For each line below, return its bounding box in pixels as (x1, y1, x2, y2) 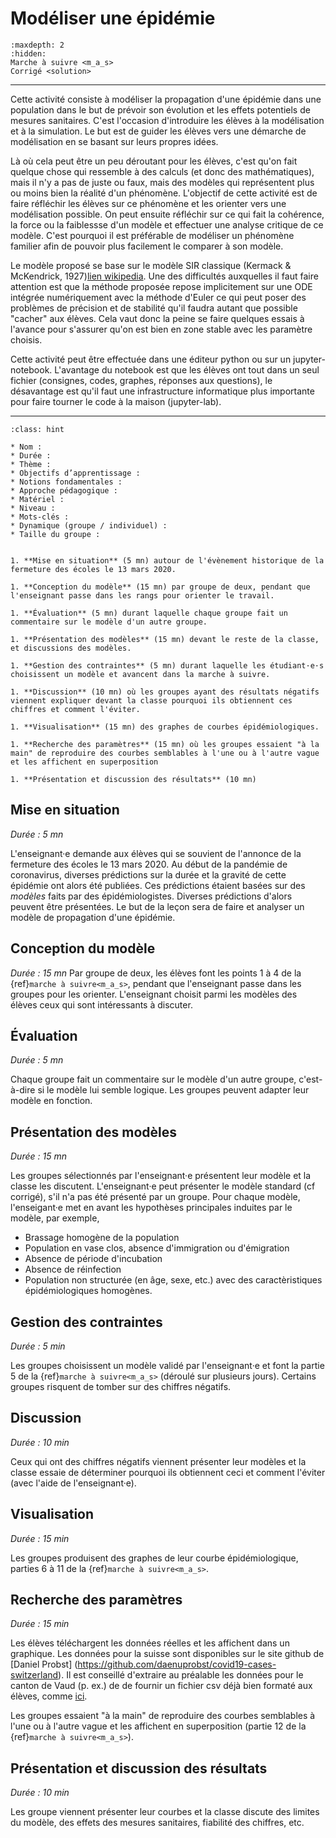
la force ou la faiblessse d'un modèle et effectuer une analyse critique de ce (10, 218, 324, 231)
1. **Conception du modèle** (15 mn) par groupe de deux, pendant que (10, 582, 311, 592)
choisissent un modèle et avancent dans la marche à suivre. (10, 669, 271, 679)
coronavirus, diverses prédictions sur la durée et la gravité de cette (10, 868, 287, 881)
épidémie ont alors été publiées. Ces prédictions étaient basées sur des (10, 879, 306, 891)
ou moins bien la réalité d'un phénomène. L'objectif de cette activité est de (10, 187, 318, 199)
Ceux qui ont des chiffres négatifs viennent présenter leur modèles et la (10, 1455, 307, 1467)
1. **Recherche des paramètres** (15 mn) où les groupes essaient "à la (10, 739, 320, 749)
